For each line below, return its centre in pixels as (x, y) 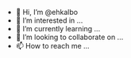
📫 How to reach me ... (52, 46)
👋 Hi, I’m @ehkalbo (46, 12)
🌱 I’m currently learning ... (58, 29)
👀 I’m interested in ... (49, 20)
